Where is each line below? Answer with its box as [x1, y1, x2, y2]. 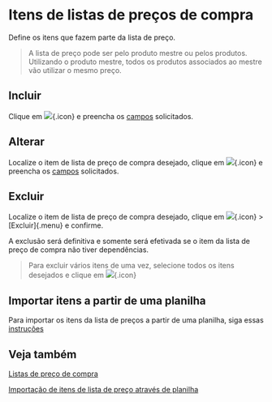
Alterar [8, 135, 45, 149]
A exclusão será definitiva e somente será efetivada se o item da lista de [8, 237, 250, 246]
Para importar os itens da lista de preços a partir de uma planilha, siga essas [8, 315, 264, 325]
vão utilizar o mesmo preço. [28, 65, 122, 75]
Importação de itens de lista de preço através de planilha [8, 385, 199, 394]
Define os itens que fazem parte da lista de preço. [8, 32, 176, 42]
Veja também [8, 347, 77, 361]
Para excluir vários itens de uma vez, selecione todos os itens [28, 261, 235, 271]
